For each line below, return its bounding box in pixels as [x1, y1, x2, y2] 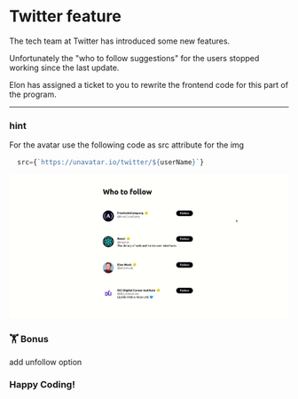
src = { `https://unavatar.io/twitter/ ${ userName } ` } [17, 158, 204, 167]
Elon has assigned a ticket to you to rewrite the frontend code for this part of [9, 79, 289, 90]
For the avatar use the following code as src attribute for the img [9, 140, 245, 150]
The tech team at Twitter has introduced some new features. [9, 36, 231, 46]
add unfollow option [9, 356, 82, 367]
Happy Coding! [9, 379, 75, 391]
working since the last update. [9, 62, 120, 73]
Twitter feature [9, 6, 122, 27]
